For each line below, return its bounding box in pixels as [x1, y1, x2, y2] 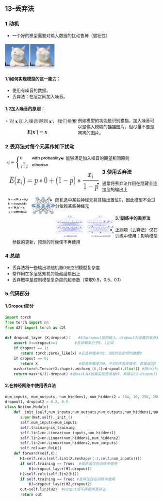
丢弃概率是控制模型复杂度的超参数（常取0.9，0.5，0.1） [12, 277, 124, 282]
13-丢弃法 [5, 4, 34, 13]
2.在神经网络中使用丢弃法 [5, 382, 56, 388]
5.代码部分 [5, 290, 30, 297]
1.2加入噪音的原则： [5, 106, 45, 112]
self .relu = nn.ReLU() [20, 446, 62, 451]
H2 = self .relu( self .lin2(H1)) [20, 471, 79, 477]
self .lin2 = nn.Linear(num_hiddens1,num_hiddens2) [20, 436, 120, 441]
